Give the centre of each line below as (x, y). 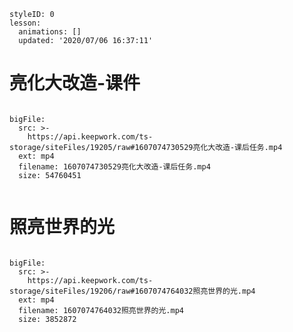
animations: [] (50, 32)
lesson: (25, 23)
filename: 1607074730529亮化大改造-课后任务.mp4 (114, 166)
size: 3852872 (47, 319)
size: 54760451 (50, 175)
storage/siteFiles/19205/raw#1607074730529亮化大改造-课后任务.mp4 (146, 147)
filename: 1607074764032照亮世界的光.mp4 (101, 310)
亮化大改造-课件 (75, 83)
